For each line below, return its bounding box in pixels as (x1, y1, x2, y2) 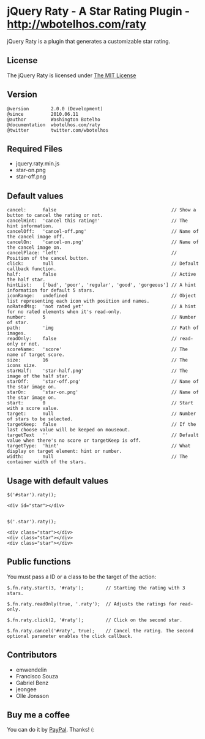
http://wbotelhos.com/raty (7, 17, 146, 31)
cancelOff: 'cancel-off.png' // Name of (7, 229, 199, 235)
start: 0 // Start (7, 400, 193, 406)
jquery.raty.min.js (15, 160, 60, 167)
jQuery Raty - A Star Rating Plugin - (7, 4, 190, 18)
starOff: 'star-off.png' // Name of (7, 379, 199, 385)
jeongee (15, 685, 37, 693)
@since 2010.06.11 (7, 111, 79, 117)
